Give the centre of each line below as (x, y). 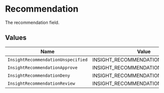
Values (16, 38)
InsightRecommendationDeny (39, 75)
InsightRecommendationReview (41, 83)
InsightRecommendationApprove (43, 67)
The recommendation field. (32, 22)
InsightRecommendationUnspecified (48, 60)
